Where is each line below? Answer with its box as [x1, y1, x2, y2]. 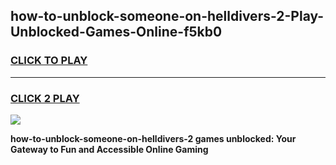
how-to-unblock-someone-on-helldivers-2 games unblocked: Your [10, 132, 297, 144]
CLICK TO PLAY [10, 54, 88, 68]
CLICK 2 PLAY [10, 91, 80, 105]
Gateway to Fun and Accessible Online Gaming [10, 143, 209, 155]
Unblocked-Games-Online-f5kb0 [10, 24, 223, 41]
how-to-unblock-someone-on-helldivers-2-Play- [10, 8, 325, 25]
